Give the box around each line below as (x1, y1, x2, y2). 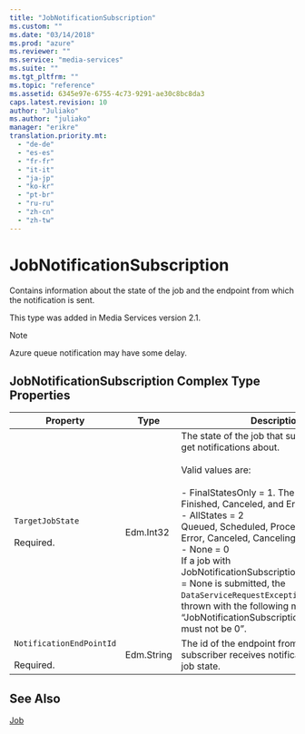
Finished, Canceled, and (181, 498, 284, 511)
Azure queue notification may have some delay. (9, 347, 188, 358)
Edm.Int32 (125, 526, 170, 539)
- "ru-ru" (17, 199, 54, 209)
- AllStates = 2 (181, 509, 244, 522)
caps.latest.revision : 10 (9, 97, 107, 107)
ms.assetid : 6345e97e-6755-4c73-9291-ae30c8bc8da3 (9, 89, 205, 98)
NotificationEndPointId (14, 639, 117, 649)
